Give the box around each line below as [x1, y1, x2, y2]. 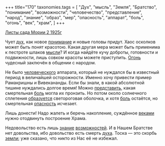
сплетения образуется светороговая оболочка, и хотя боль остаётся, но [5, 95, 158, 101]
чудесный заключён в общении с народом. [5, 60, 96, 65]
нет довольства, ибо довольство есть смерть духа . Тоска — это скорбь [5, 130, 157, 136]
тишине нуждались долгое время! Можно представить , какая [5, 85, 136, 90]
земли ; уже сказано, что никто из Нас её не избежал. [5, 135, 118, 141]
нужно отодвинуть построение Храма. [5, 116, 87, 121]
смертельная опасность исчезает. [5, 101, 78, 106]
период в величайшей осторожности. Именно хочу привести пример [5, 75, 152, 80]
